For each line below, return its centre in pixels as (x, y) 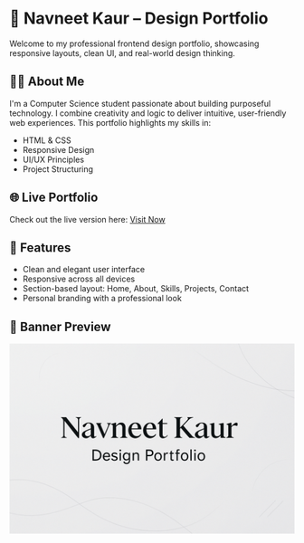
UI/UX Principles (53, 159)
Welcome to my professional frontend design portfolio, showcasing (134, 43)
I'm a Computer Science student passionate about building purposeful (140, 103)
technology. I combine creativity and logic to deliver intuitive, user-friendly (148, 113)
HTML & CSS (47, 140)
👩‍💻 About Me (47, 82)
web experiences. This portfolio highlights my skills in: (110, 122)
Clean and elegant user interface (84, 270)
